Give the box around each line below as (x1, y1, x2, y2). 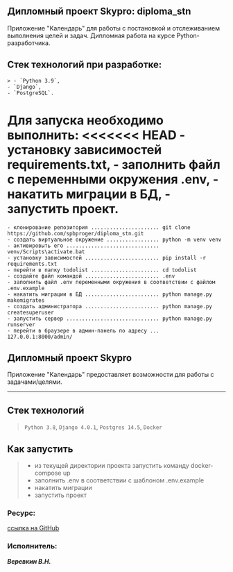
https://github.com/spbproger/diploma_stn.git (7, 230, 144, 237)
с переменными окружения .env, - (7, 171, 219, 187)
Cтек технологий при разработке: (7, 59, 162, 71)
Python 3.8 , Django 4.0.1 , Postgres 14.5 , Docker (24, 423, 163, 431)
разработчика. (7, 38, 51, 47)
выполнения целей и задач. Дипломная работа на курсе (7, 31, 175, 40)
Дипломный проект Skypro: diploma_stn (7, 6, 191, 17)
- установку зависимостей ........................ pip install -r (7, 254, 207, 261)
